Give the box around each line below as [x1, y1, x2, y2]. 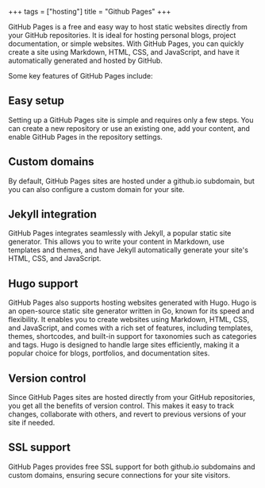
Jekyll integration [8, 208, 97, 221]
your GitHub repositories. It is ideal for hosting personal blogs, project [8, 31, 236, 40]
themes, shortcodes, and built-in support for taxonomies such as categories [8, 332, 257, 341]
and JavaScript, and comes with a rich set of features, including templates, [8, 323, 253, 332]
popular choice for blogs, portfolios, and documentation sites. [8, 348, 210, 358]
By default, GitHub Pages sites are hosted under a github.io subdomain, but [8, 176, 255, 186]
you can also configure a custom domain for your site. [8, 184, 185, 194]
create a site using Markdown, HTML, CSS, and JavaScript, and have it [8, 48, 240, 56]
